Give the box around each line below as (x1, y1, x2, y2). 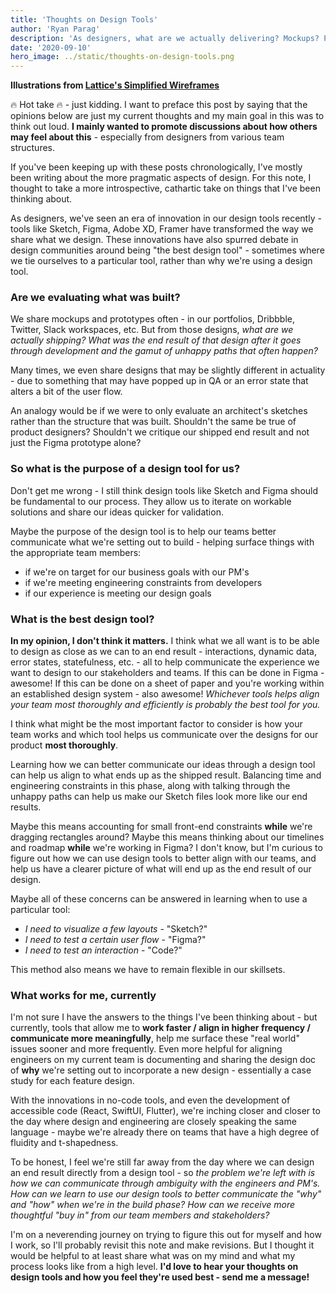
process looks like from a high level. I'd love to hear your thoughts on (10, 1261, 299, 1273)
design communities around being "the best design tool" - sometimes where (10, 244, 325, 256)
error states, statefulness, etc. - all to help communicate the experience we (10, 656, 320, 668)
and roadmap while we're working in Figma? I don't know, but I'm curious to (10, 842, 323, 854)
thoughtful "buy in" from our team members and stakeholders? (10, 1209, 270, 1221)
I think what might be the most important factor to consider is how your (10, 718, 303, 730)
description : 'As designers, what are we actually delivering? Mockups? (10, 33, 320, 43)
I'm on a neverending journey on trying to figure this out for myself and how (10, 1229, 322, 1241)
